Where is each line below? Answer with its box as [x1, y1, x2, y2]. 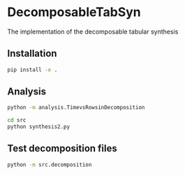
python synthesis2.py [7, 123, 71, 130]
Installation [7, 48, 57, 59]
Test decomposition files [7, 143, 117, 155]
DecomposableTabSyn [7, 4, 141, 20]
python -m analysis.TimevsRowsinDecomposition [7, 104, 145, 111]
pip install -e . [7, 66, 58, 73]
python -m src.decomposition [7, 161, 92, 168]
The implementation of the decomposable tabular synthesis [7, 27, 179, 36]
